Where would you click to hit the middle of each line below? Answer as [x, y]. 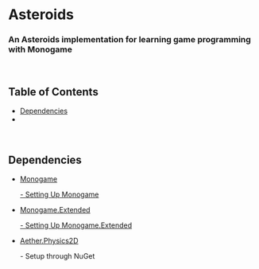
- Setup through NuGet [57, 256]
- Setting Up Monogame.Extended [76, 225]
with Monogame [41, 49]
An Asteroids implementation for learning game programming [130, 40]
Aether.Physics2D [49, 241]
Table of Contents [54, 92]
